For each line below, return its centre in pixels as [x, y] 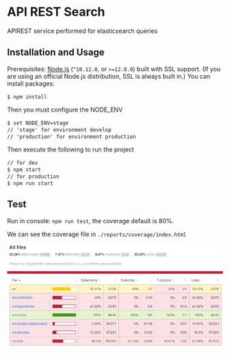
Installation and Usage [56, 52]
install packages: [31, 84]
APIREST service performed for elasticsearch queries [82, 31]
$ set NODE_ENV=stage [38, 123]
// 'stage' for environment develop [59, 130]
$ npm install [27, 97]
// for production [33, 176]
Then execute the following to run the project [71, 149]
